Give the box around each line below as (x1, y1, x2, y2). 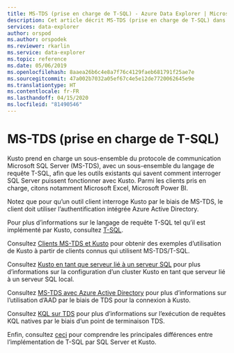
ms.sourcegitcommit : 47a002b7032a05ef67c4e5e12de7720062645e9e (7, 75, 195, 82)
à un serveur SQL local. (7, 275, 75, 283)
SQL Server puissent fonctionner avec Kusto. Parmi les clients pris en (7, 176, 207, 185)
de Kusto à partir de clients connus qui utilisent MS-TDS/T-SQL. (7, 246, 190, 255)
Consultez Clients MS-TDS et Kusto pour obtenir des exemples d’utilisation (7, 239, 221, 248)
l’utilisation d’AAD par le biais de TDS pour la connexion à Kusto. (7, 296, 192, 304)
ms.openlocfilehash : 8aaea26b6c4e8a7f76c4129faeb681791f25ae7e (7, 68, 195, 75)
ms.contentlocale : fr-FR (7, 88, 79, 95)
